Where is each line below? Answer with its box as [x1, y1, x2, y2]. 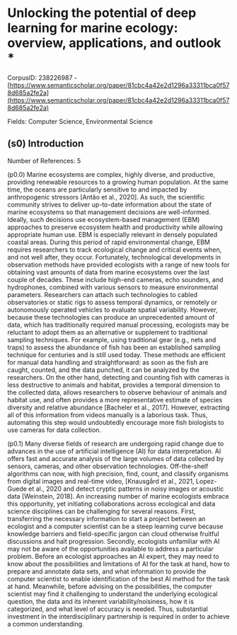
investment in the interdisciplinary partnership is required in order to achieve [7, 612, 230, 620]
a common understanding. [7, 619, 84, 628]
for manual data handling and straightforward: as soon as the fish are [7, 358, 209, 366]
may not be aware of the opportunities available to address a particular [7, 544, 214, 553]
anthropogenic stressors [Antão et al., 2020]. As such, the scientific [7, 192, 205, 201]
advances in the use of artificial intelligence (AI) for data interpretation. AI [7, 447, 221, 455]
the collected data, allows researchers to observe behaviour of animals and [7, 388, 227, 397]
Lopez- [195, 477, 217, 485]
